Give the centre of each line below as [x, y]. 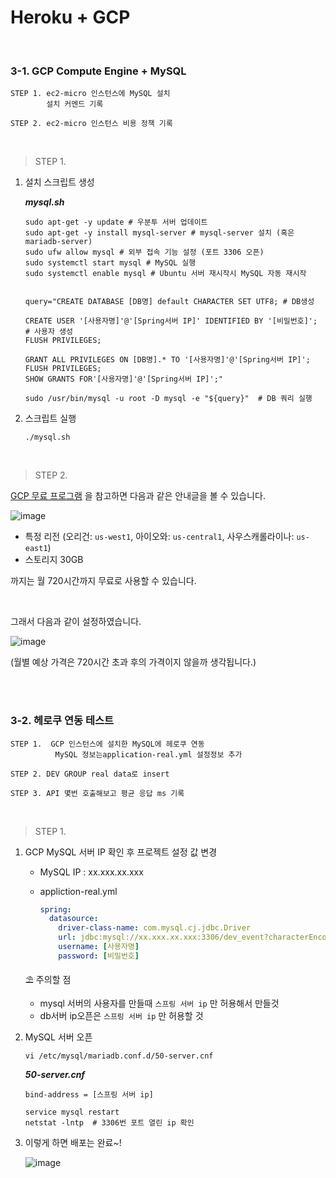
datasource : [73, 919]
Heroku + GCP [70, 17]
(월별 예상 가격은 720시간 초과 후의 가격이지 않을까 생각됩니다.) [133, 662]
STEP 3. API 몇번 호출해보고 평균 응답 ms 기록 [97, 793]
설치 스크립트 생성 [59, 182]
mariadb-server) [58, 242]
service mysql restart [72, 1112]
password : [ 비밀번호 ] [99, 956]
